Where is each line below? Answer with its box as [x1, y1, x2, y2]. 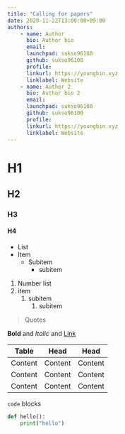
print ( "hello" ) [20, 420, 65, 427]
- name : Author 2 [20, 83, 71, 90]
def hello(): [7, 413, 46, 421]
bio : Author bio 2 [25, 89, 81, 97]
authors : [7, 23, 33, 31]
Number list [17, 279, 52, 288]
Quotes [24, 315, 47, 324]
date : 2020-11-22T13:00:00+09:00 [7, 17, 106, 24]
